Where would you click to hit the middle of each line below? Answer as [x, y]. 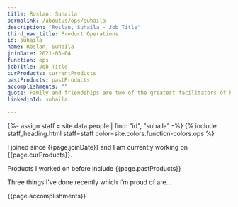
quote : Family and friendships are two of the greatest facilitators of [117, 93]
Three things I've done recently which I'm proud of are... [90, 182]
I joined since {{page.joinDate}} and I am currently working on [98, 147]
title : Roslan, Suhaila [42, 14]
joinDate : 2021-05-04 [39, 54]
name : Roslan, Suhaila [41, 47]
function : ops [28, 60]
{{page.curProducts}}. [40, 155]
